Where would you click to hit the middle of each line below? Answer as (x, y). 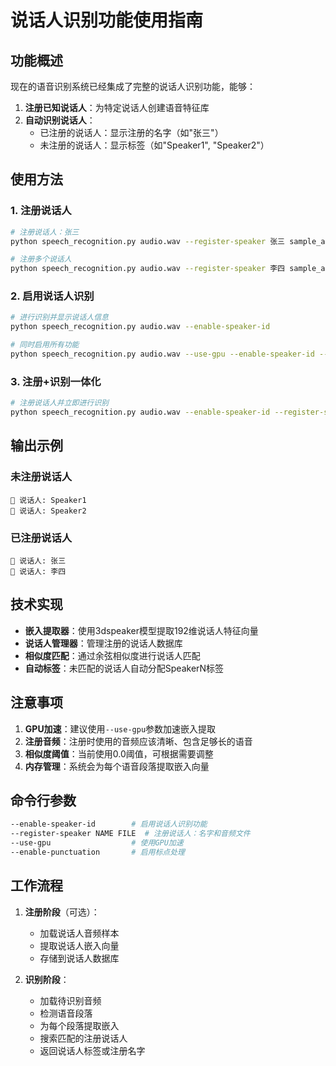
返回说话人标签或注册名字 (92, 1050)
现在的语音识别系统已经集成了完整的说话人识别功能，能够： (133, 86)
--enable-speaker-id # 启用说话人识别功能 (109, 824)
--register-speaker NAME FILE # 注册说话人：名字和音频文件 (130, 834)
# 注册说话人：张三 (45, 232)
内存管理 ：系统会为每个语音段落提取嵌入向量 (117, 766)
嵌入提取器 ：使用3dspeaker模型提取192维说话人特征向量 (141, 630)
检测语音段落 (66, 1013)
